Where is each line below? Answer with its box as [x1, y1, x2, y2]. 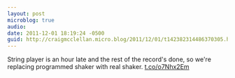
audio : [7, 23, 27, 30]
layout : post [7, 10, 45, 17]
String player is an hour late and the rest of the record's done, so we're [7, 55, 212, 63]
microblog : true [7, 17, 55, 24]
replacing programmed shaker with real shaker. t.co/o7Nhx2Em [7, 63, 190, 71]
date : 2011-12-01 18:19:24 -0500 [7, 29, 105, 37]
